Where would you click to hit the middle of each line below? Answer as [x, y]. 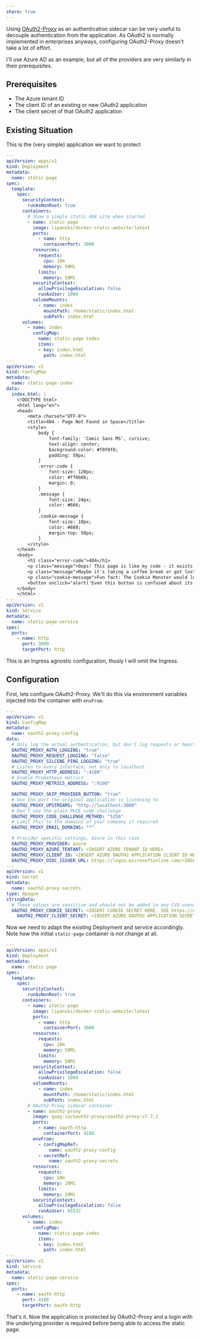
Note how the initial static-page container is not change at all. [82, 934]
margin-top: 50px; [71, 533]
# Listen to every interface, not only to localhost [78, 767]
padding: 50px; [67, 455]
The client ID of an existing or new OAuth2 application [81, 105]
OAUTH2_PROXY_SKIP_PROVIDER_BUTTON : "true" [66, 795]
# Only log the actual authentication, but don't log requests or [96, 745]
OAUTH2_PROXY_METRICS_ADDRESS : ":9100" [61, 784]
